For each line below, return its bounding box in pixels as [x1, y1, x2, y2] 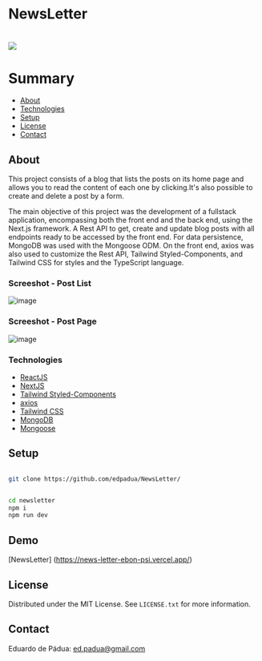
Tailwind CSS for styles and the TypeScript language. [8, 258, 184, 268]
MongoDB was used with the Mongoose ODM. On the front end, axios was [8, 241, 255, 251]
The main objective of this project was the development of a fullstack [8, 207, 237, 216]
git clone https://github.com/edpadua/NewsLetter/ [8, 474, 181, 483]
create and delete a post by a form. [8, 191, 124, 201]
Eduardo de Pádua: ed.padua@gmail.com [8, 643, 146, 653]
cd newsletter [8, 496, 56, 505]
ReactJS [19, 373, 48, 382]
